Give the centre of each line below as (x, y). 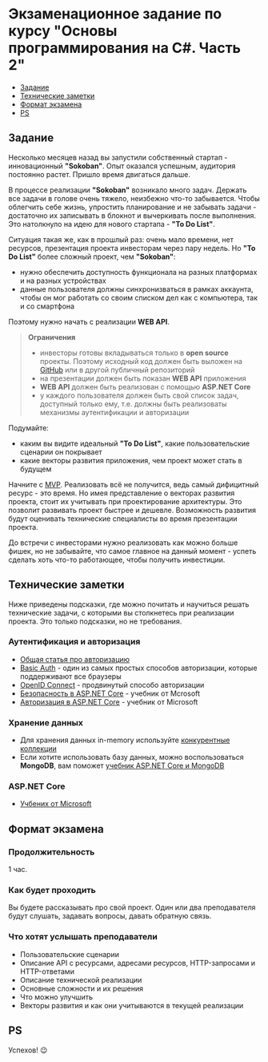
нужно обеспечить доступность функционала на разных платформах (138, 272)
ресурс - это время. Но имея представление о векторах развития (122, 493)
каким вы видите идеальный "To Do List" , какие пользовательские (135, 443)
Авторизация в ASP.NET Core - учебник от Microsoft (109, 701)
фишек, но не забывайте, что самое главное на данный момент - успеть (132, 551)
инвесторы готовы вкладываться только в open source (134, 353)
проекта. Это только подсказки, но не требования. (95, 621)
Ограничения (52, 337)
